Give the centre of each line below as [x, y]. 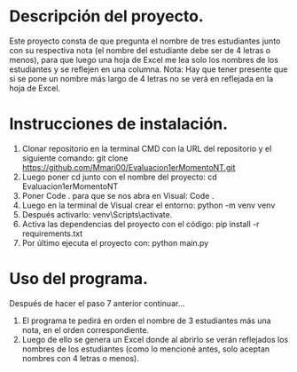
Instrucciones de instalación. [119, 124]
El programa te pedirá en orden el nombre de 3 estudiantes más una [147, 321]
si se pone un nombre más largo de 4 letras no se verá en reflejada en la [141, 78]
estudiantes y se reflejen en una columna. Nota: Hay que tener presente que [148, 69]
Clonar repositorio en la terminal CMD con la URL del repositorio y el [147, 148]
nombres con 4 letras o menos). [80, 358]
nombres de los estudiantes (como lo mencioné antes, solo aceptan [146, 349]
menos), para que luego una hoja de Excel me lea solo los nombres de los [144, 59]
